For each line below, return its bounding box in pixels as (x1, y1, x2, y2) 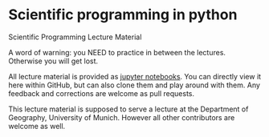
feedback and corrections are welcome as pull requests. (8, 88, 195, 98)
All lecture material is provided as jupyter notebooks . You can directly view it (8, 71, 262, 81)
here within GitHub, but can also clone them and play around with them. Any (8, 80, 261, 90)
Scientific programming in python (8, 6, 238, 24)
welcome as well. (8, 121, 66, 131)
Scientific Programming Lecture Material (8, 32, 142, 42)
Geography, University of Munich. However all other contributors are (8, 112, 235, 122)
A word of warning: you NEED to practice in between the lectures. (8, 47, 226, 57)
